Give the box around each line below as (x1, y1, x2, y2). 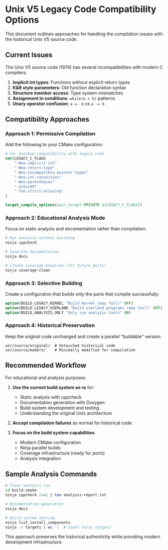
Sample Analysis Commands (5, 470, 97, 479)
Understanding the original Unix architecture (20, 410, 112, 416)
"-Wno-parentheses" (14, 179, 55, 185)
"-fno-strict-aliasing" (14, 189, 64, 194)
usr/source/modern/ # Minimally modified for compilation (5, 347, 136, 352)
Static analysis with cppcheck (20, 394, 82, 400)
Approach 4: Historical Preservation (5, 322, 95, 329)
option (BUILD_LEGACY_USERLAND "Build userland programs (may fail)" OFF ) (5, 305, 163, 310)
